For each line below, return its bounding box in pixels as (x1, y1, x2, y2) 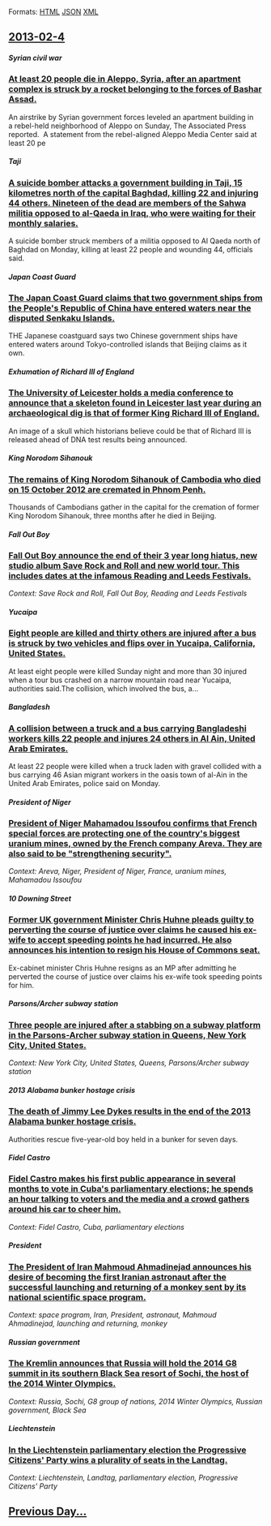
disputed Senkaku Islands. (8, 312, 116, 324)
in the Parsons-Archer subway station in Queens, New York (8, 1030, 247, 1041)
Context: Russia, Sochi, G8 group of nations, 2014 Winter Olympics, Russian (8, 1396, 263, 1406)
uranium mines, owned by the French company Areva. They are (8, 838, 263, 849)
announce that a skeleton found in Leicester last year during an (8, 398, 262, 409)
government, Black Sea (8, 1405, 87, 1415)
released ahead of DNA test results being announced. (8, 434, 188, 445)
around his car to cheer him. (8, 1204, 121, 1215)
